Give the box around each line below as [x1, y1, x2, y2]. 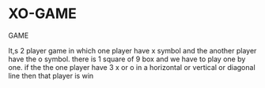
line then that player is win [8, 71, 94, 80]
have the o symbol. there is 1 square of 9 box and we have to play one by [8, 54, 246, 64]
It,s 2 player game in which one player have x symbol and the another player [8, 46, 257, 55]
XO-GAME [8, 5, 78, 23]
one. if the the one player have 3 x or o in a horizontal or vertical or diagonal [8, 62, 256, 71]
